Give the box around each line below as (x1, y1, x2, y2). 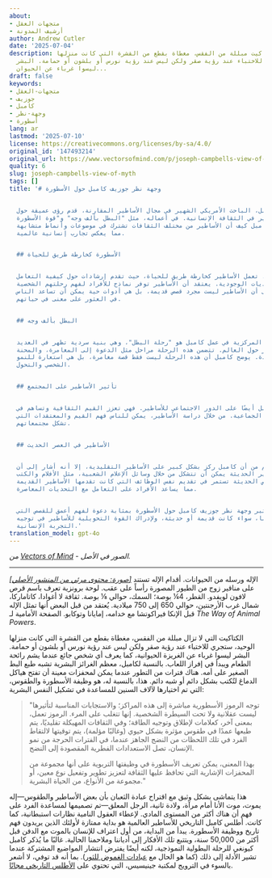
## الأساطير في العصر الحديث (16, 441, 111, 449)
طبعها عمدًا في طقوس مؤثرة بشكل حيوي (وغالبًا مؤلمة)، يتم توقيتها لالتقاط (28, 726, 252, 736)
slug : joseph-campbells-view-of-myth (9, 170, 136, 178)
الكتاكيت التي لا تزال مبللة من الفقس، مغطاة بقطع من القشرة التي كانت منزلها (9, 633, 245, 643)
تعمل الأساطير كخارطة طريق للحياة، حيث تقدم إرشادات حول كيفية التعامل (16, 272, 259, 281)
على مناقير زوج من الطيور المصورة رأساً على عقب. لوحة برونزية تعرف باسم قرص (9, 583, 255, 593)
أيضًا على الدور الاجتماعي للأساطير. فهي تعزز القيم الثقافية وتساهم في (16, 404, 255, 412)
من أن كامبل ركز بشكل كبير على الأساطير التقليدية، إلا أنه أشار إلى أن (16, 462, 259, 471)
